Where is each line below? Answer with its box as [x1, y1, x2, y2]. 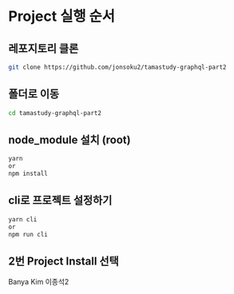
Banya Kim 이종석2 [8, 277, 69, 287]
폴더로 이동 [8, 87, 60, 101]
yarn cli [8, 215, 38, 224]
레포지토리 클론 [8, 42, 79, 55]
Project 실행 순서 [8, 7, 116, 26]
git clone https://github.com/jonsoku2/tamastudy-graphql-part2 [8, 63, 227, 71]
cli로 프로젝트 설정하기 [8, 193, 113, 208]
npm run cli [8, 230, 48, 238]
